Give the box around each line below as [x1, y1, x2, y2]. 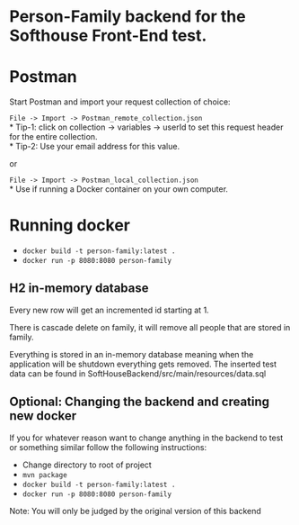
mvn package [22, 470, 67, 479]
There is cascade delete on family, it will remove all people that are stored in [9, 321, 291, 332]
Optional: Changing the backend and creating [9, 394, 270, 410]
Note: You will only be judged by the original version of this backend [9, 505, 262, 516]
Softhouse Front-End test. [9, 25, 207, 46]
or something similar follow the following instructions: [9, 441, 207, 452]
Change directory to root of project [22, 459, 153, 470]
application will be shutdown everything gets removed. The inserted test [9, 358, 277, 369]
